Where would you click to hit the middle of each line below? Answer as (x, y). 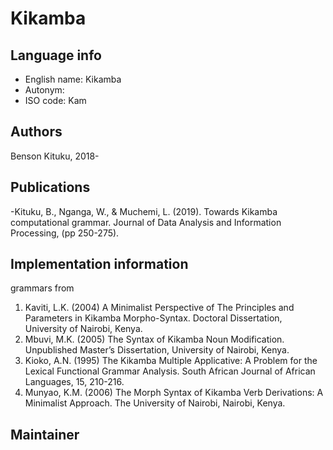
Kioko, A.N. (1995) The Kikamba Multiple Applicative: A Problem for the (171, 361)
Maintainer (45, 434)
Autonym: (44, 90)
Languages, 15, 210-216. (74, 382)
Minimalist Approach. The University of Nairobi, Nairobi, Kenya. (155, 403)
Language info (56, 55)
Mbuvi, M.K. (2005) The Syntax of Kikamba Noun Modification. (154, 339)
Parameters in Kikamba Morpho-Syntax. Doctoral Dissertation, (153, 318)
